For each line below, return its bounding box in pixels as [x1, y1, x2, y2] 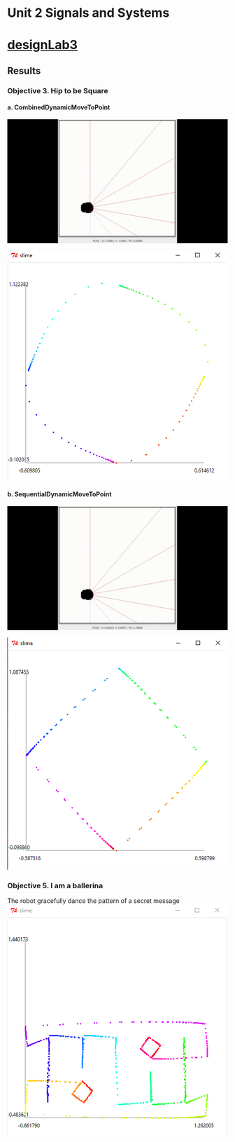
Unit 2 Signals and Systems [7, 5, 170, 21]
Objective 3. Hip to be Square [7, 86, 108, 95]
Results [7, 64, 41, 76]
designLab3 [7, 37, 78, 53]
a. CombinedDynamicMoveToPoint [7, 103, 111, 111]
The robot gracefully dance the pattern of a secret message [7, 897, 180, 905]
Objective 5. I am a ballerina [7, 881, 104, 891]
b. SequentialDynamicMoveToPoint [7, 489, 112, 498]
